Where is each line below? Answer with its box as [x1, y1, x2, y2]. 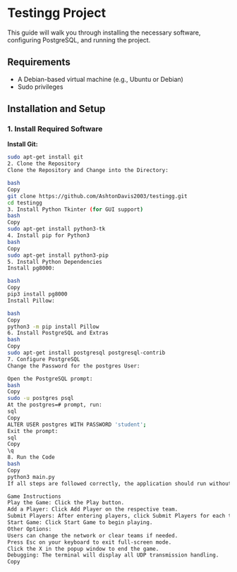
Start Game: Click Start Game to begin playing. [7, 519, 153, 526]
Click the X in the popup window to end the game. [7, 545, 159, 552]
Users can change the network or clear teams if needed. [7, 532, 178, 539]
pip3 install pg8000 [7, 291, 68, 298]
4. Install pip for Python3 [7, 232, 90, 239]
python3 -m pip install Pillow [7, 323, 99, 330]
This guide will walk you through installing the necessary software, [7, 28, 201, 37]
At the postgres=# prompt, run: [7, 401, 102, 408]
